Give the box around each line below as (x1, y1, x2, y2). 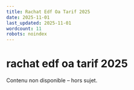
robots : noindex (6, 31, 47, 37)
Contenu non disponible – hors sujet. (6, 77, 98, 84)
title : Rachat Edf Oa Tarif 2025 (6, 8, 91, 15)
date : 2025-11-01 (6, 14, 50, 20)
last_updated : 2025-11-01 (6, 20, 71, 26)
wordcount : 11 (6, 25, 42, 32)
